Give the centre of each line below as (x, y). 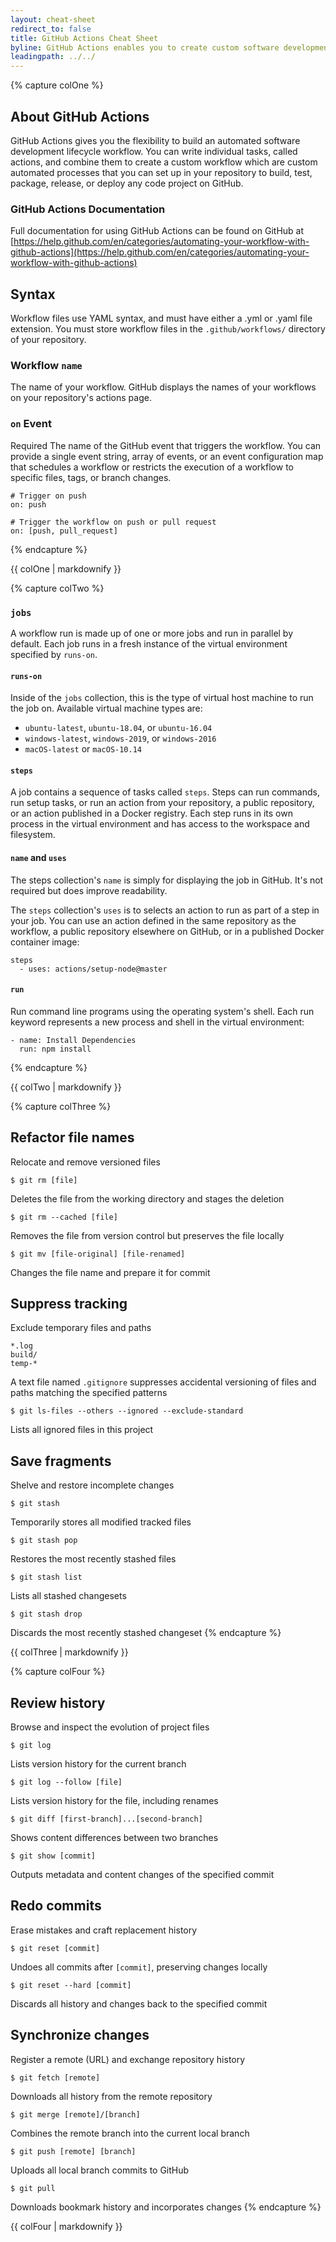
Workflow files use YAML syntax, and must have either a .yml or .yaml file (161, 318)
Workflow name (46, 365)
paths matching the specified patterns (89, 1393)
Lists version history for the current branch (98, 1764)
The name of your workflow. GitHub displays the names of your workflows (163, 387)
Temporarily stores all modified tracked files (101, 1522)
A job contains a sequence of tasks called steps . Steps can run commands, (165, 792)
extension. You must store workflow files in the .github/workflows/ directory (168, 329)
